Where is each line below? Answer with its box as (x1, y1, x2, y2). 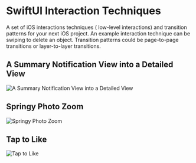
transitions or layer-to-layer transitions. (6, 43, 102, 50)
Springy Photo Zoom (6, 102, 84, 112)
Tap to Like (6, 134, 47, 144)
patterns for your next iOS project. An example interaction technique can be (6, 30, 191, 37)
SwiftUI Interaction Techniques (6, 4, 161, 18)
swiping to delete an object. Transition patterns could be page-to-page (6, 36, 179, 43)
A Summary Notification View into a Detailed (6, 60, 174, 70)
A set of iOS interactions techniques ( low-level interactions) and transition (6, 24, 187, 31)
